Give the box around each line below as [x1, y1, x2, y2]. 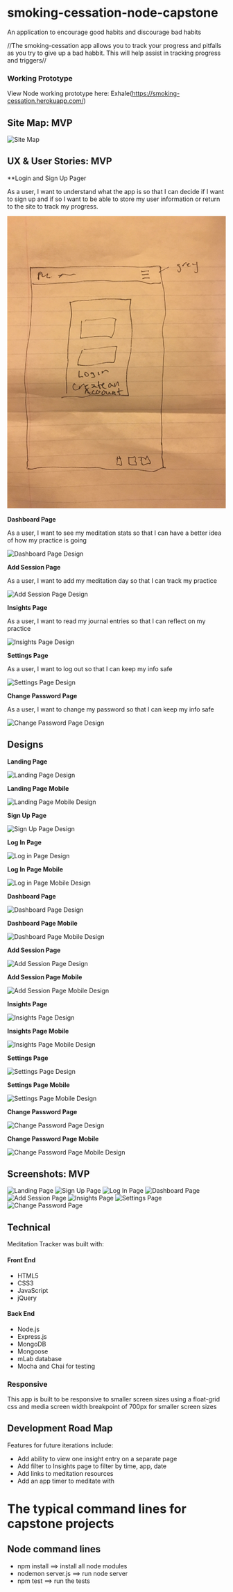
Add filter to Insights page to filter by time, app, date [17, 1462, 167, 1470]
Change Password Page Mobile [7, 1134, 99, 1143]
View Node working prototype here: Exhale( [7, 89, 132, 98]
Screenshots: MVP [7, 1168, 90, 1180]
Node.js [17, 1325, 40, 1333]
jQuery [17, 1294, 37, 1302]
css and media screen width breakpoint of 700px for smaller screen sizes [7, 1403, 217, 1410]
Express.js [17, 1332, 47, 1340]
